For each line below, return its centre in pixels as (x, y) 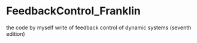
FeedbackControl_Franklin (73, 11)
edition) (16, 33)
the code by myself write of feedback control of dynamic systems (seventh (99, 27)
